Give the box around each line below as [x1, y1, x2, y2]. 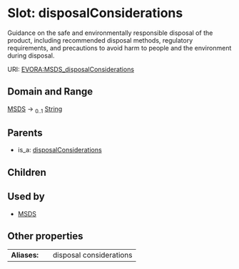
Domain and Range [7, 85, 93, 97]
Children [7, 166, 46, 179]
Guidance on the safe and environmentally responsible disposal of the [7, 28, 213, 37]
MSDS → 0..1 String [7, 105, 63, 115]
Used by [7, 191, 45, 203]
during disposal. [7, 51, 55, 60]
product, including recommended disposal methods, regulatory [7, 36, 193, 44]
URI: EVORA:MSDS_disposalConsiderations [7, 65, 134, 73]
